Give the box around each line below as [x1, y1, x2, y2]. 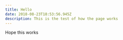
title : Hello [5, 7, 32, 12]
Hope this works [5, 30, 39, 36]
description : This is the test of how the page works [5, 16, 119, 21]
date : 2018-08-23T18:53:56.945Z [5, 12, 72, 17]
